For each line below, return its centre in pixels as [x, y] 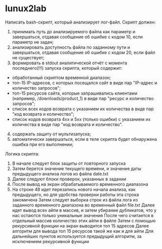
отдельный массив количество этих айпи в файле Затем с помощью [84, 221]
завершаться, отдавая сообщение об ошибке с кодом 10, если [77, 37]
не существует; [28, 57]
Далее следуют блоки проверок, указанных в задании [69, 179]
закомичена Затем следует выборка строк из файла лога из [75, 199]
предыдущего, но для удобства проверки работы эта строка [75, 195]
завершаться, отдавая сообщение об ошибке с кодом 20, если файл [83, 52]
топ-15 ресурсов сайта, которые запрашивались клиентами [75, 93]
